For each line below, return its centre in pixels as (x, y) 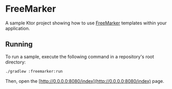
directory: (16, 62)
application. (18, 28)
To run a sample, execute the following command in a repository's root (80, 56)
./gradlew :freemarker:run (34, 71)
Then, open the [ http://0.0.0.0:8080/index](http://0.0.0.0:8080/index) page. (85, 81)
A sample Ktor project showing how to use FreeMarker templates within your (86, 23)
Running (19, 44)
